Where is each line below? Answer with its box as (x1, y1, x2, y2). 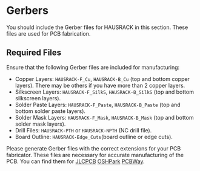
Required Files (6, 48, 62, 58)
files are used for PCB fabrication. (6, 30, 91, 37)
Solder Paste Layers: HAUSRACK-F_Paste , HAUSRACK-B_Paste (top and (15, 101, 181, 108)
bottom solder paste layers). (15, 107, 86, 115)
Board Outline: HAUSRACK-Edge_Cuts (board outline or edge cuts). (15, 133, 173, 140)
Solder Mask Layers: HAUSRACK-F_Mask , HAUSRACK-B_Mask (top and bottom (15, 114, 194, 121)
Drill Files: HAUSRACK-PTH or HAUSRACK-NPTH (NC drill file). (15, 126, 152, 134)
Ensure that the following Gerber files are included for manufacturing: (6, 63, 180, 71)
